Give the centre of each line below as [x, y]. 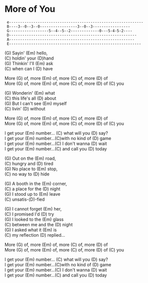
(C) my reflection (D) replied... [35, 235]
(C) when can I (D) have [29, 69]
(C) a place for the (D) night [32, 189]
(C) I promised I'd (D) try [30, 214]
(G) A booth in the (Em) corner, [36, 183]
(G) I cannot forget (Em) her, [33, 209]
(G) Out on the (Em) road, [30, 158]
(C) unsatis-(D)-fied [25, 199]
